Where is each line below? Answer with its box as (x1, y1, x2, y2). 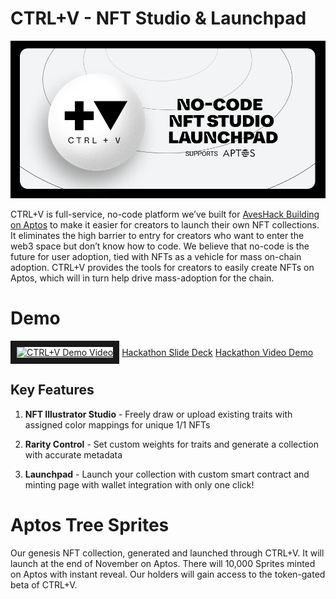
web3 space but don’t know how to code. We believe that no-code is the (10, 240, 310, 252)
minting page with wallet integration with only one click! (24, 478, 255, 491)
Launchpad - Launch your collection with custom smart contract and (24, 468, 310, 480)
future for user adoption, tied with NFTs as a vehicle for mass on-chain (10, 250, 302, 262)
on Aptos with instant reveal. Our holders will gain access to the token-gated (10, 568, 326, 580)
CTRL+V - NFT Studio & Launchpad (10, 7, 307, 30)
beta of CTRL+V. (10, 578, 78, 591)
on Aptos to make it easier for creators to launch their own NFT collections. (10, 218, 320, 231)
